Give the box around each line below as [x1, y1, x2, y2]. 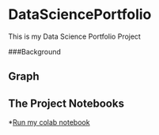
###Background [8, 47, 62, 56]
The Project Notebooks [8, 96, 125, 110]
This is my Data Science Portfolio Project [8, 32, 141, 41]
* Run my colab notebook [8, 118, 90, 127]
